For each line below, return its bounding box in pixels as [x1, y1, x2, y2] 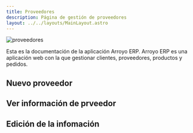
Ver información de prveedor [6, 98, 117, 108]
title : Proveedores [6, 8, 55, 15]
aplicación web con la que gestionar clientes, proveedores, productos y [6, 55, 182, 62]
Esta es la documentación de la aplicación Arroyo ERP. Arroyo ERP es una [6, 48, 188, 55]
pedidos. [6, 61, 28, 68]
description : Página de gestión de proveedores [6, 14, 127, 20]
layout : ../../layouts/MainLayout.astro [6, 20, 109, 26]
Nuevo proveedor [6, 78, 73, 88]
